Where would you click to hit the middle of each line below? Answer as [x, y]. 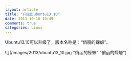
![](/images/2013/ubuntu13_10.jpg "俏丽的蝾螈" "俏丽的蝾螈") [66, 53]
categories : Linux [24, 28]
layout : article [22, 10]
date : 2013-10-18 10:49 [29, 19]
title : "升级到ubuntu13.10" [33, 14]
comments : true [21, 23]
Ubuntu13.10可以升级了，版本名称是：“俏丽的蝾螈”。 [58, 42]
